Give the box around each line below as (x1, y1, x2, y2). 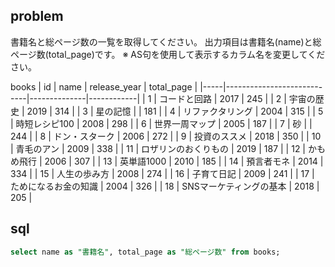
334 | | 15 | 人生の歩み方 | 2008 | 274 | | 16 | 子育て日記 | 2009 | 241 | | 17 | (10, 167, 315, 179)
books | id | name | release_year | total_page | (10, 80, 198, 93)
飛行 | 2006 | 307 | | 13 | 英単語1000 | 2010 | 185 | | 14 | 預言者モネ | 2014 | (18, 155, 324, 167)
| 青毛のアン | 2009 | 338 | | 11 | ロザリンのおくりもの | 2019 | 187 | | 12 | (10, 142, 307, 154)
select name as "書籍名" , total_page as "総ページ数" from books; (10, 247, 281, 257)
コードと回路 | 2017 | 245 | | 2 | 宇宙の (158, 92, 316, 104)
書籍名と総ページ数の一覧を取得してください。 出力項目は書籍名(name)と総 (10, 35, 322, 48)
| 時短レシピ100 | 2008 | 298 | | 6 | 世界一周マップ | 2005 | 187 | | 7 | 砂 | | (10, 117, 313, 129)
